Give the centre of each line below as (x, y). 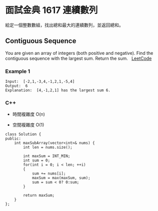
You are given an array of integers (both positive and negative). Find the (79, 53)
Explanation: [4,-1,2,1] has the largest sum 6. (58, 90)
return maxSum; (39, 196)
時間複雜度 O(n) (28, 114)
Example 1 (18, 71)
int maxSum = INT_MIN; (47, 156)
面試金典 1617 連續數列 (51, 10)
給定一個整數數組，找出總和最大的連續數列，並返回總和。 (64, 25)
